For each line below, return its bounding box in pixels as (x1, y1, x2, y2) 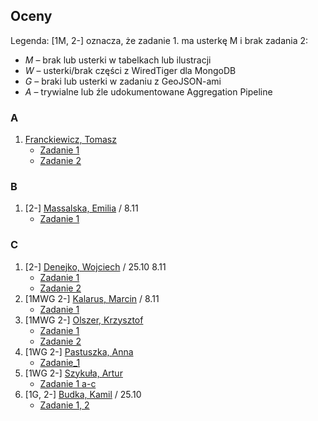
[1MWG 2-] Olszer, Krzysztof (24, 314, 144, 326)
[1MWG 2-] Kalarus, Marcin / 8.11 (24, 292, 160, 304)
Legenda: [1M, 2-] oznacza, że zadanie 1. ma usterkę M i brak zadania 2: (10, 34, 309, 46)
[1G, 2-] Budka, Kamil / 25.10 (24, 388, 142, 400)
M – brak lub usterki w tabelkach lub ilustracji (24, 54, 212, 66)
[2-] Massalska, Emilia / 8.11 (24, 202, 139, 214)
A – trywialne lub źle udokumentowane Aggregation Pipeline (24, 85, 273, 98)
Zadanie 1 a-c (39, 377, 97, 389)
